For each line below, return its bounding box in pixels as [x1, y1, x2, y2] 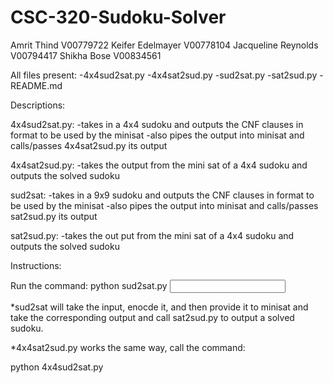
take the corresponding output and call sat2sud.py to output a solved [10, 311, 295, 323]
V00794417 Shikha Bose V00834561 [10, 49, 162, 61]
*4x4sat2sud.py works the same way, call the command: [10, 341, 246, 353]
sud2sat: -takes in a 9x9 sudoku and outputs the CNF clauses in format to [10, 189, 315, 201]
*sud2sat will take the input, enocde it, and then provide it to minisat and [10, 301, 309, 313]
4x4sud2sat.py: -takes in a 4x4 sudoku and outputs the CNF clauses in [10, 118, 304, 130]
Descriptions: [10, 99, 66, 111]
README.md [10, 79, 63, 91]
